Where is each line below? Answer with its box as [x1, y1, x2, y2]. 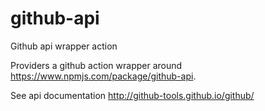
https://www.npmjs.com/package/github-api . [10, 70, 197, 82]
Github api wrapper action [10, 40, 118, 52]
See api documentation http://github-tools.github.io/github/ [10, 89, 255, 101]
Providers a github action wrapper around [10, 59, 183, 71]
